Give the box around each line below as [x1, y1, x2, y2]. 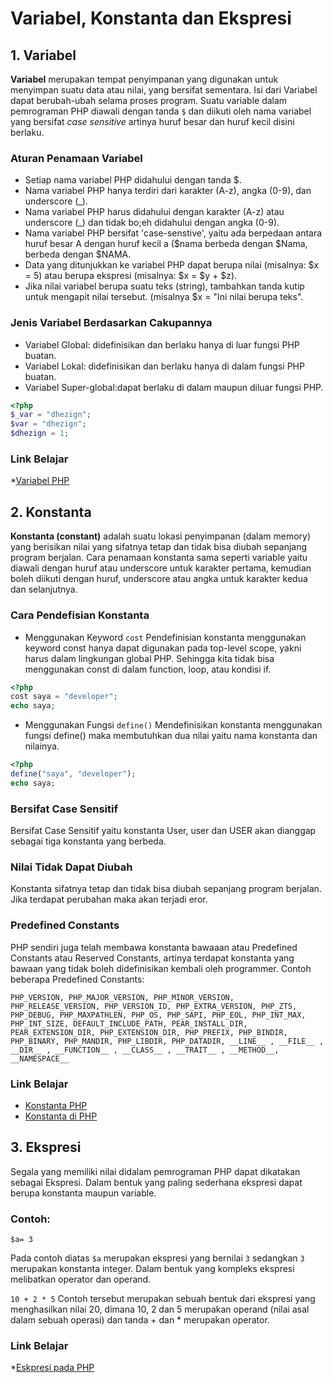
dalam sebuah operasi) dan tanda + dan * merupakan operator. [10, 1314, 270, 1326]
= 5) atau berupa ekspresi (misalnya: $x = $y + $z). [24, 270, 238, 282]
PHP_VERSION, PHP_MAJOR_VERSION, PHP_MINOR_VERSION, [10, 992, 235, 1002]
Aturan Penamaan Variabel [10, 151, 143, 165]
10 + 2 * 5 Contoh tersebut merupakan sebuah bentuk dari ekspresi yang [10, 1293, 316, 1305]
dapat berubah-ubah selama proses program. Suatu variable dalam [10, 95, 288, 106]
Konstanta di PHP [24, 1110, 98, 1122]
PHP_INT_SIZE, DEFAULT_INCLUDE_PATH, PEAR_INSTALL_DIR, [10, 1018, 248, 1029]
